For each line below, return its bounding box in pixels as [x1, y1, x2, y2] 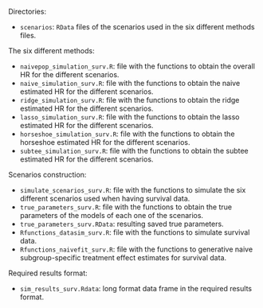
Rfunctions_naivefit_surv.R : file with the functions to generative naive [19, 244, 253, 254]
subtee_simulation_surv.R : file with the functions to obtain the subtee [19, 146, 249, 155]
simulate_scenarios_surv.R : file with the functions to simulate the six [19, 185, 246, 194]
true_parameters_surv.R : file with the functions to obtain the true [19, 202, 233, 212]
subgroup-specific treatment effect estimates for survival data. [19, 253, 227, 262]
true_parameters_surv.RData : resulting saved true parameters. [19, 219, 225, 228]
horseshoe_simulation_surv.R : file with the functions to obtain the [19, 129, 235, 138]
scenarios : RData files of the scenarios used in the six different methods [19, 22, 255, 31]
